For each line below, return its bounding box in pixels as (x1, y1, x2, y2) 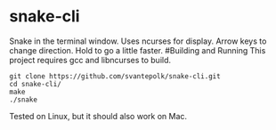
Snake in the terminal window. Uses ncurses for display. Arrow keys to (9, 36, 267, 46)
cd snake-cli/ (9, 79, 62, 88)
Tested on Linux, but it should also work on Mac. (9, 110, 188, 121)
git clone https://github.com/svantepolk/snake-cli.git (9, 71, 221, 81)
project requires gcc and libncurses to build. (9, 54, 172, 65)
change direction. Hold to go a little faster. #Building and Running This (9, 45, 266, 55)
